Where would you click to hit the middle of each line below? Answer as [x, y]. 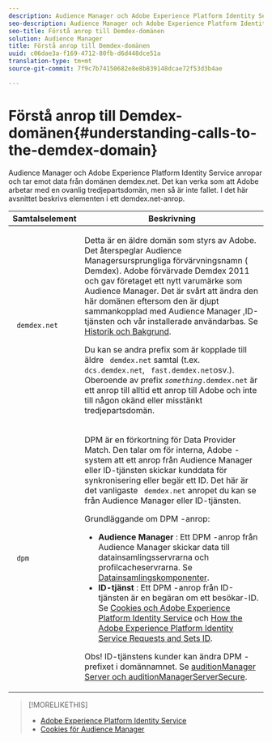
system [98, 460]
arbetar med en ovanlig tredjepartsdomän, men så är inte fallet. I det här [128, 190]
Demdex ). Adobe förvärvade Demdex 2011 [167, 271]
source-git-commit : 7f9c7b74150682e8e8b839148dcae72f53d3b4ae [115, 69]
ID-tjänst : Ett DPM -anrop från [158, 587]
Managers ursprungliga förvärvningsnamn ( [166, 260]
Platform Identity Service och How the [170, 618]
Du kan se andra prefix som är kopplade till [166, 349]
